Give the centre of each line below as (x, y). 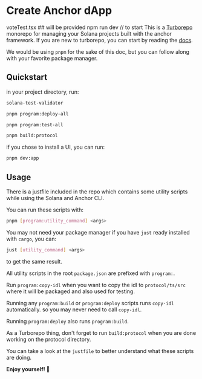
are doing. (19, 357)
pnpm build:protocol (32, 136)
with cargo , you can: (31, 239)
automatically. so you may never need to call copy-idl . (74, 309)
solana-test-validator (35, 103)
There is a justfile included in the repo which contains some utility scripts (97, 192)
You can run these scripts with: (45, 210)
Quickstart (27, 77)
